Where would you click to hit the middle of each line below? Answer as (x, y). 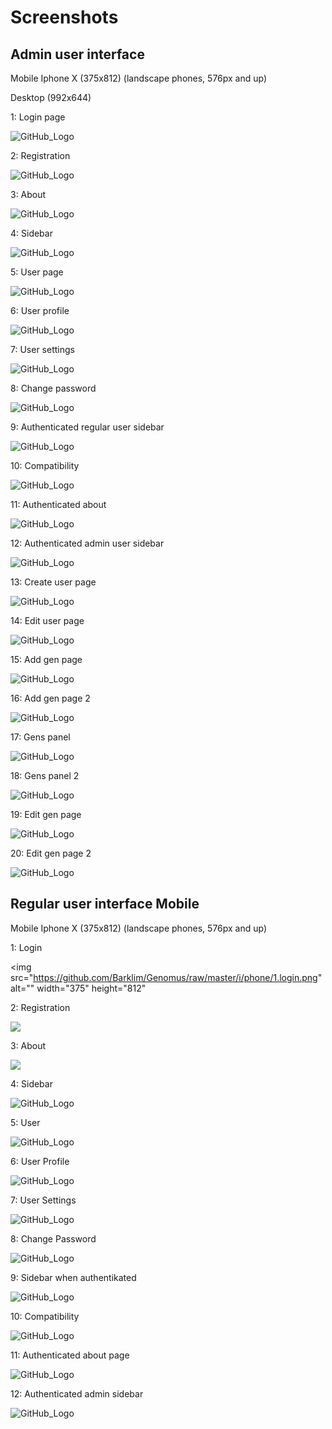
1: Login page (38, 117)
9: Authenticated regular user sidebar (87, 427)
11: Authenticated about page (70, 1355)
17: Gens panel (40, 737)
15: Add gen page (46, 659)
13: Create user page (53, 582)
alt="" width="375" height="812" (78, 988)
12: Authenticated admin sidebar (77, 1393)
